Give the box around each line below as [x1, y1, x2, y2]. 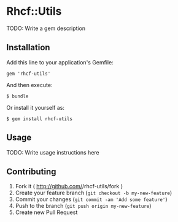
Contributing [6, 166, 56, 177]
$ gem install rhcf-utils [6, 115, 72, 122]
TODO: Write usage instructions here [6, 148, 99, 156]
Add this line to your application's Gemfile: [6, 58, 114, 66]
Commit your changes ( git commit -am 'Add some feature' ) [15, 196, 168, 203]
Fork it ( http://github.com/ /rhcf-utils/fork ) [15, 183, 123, 190]
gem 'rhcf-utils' [6, 71, 51, 77]
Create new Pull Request [15, 209, 78, 216]
